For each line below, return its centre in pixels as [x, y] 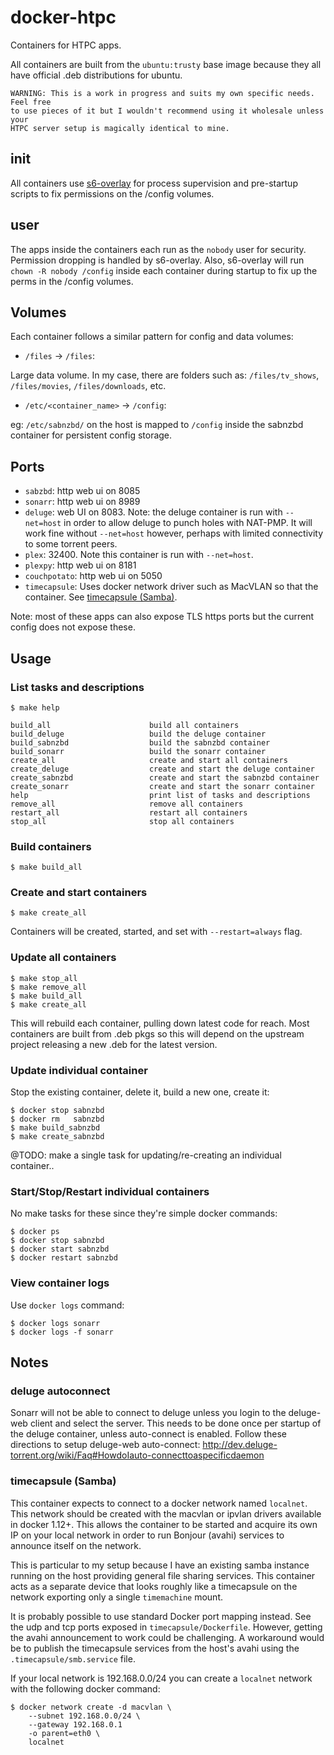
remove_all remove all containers [127, 804]
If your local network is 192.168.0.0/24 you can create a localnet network [161, 1678]
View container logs [60, 1283]
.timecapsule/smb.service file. [73, 1658]
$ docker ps [35, 1232]
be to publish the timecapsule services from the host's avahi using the [155, 1648]
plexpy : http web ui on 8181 [80, 565]
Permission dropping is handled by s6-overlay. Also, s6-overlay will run [157, 260]
